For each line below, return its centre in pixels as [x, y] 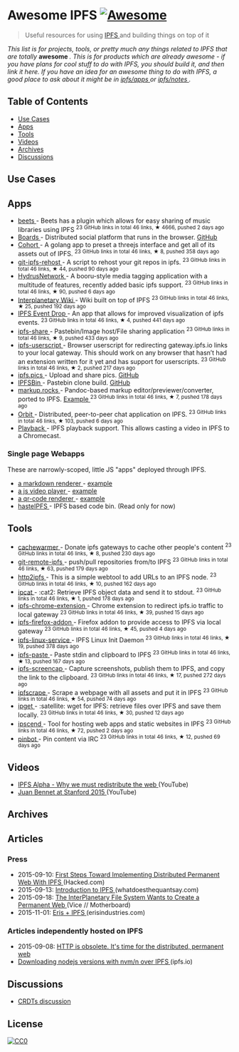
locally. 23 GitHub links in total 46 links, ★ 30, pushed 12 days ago [101, 714]
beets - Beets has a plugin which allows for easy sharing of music [114, 221]
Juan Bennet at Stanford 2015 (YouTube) [77, 791]
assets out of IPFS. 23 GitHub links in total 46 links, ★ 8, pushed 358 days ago [118, 253]
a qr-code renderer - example [61, 498]
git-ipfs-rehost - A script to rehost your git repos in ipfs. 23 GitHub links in [122, 262]
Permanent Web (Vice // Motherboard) [74, 905]
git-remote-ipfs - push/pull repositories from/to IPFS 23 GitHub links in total [123, 561]
